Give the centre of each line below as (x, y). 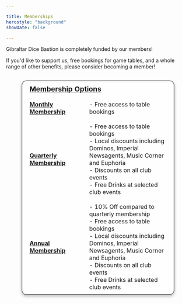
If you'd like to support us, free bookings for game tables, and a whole (90, 61)
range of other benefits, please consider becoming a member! (81, 67)
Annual (40, 243)
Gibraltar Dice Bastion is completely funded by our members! (79, 49)
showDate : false (26, 27)
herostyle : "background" (36, 22)
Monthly (41, 105)
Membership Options (66, 89)
